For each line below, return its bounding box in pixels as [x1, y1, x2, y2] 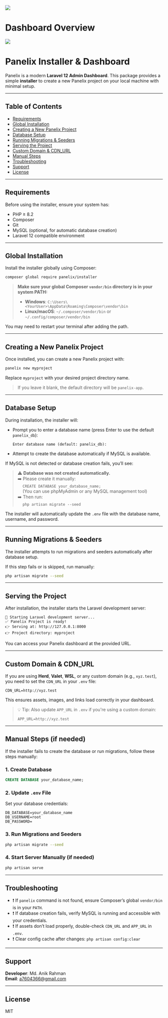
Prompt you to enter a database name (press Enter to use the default [12, 427, 154, 433]
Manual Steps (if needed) [5, 735, 86, 743]
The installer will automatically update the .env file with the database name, [5, 511, 161, 517]
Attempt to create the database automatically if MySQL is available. [12, 451, 151, 457]
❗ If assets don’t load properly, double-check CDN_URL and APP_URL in [12, 923, 152, 929]
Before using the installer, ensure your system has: [5, 201, 110, 208]
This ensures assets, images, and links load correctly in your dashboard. [5, 697, 154, 703]
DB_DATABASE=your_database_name [5, 810, 72, 816]
